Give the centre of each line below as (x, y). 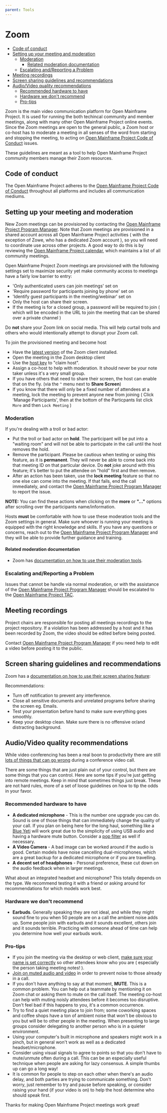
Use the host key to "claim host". (46, 363)
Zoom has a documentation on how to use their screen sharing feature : (78, 676)
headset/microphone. (34, 1048)
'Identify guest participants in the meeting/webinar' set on (72, 297)
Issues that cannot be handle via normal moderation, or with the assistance (82, 584)
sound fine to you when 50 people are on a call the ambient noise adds (85, 918)
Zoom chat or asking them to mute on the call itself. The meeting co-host (87, 995)
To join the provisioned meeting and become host (56, 342)
